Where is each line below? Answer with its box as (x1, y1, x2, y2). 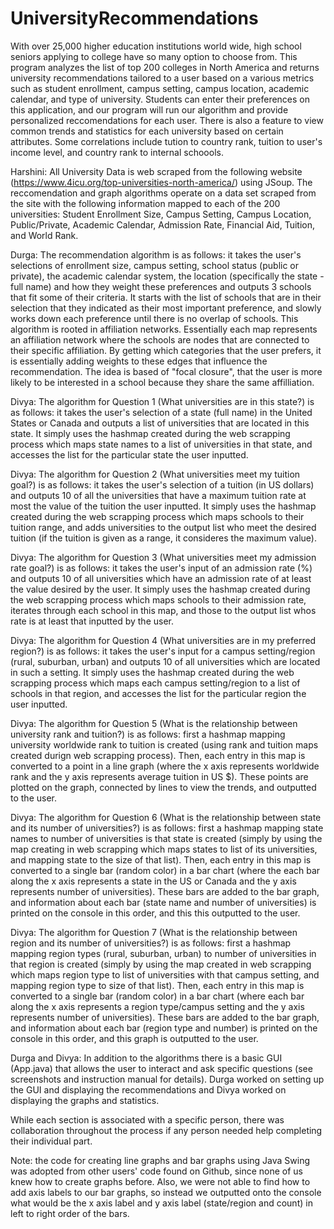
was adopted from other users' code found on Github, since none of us (10, 1165, 304, 1177)
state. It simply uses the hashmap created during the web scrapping (10, 427, 291, 439)
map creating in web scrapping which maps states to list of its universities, (10, 843, 318, 855)
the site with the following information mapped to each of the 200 (10, 197, 281, 209)
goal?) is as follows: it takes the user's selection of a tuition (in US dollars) (10, 478, 315, 491)
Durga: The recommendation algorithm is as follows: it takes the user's (10, 248, 302, 261)
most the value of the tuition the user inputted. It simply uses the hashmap (10, 500, 317, 512)
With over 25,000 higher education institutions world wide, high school (10, 40, 302, 52)
